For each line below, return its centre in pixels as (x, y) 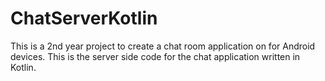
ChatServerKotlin (84, 18)
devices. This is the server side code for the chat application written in (155, 56)
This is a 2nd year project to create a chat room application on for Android (163, 46)
